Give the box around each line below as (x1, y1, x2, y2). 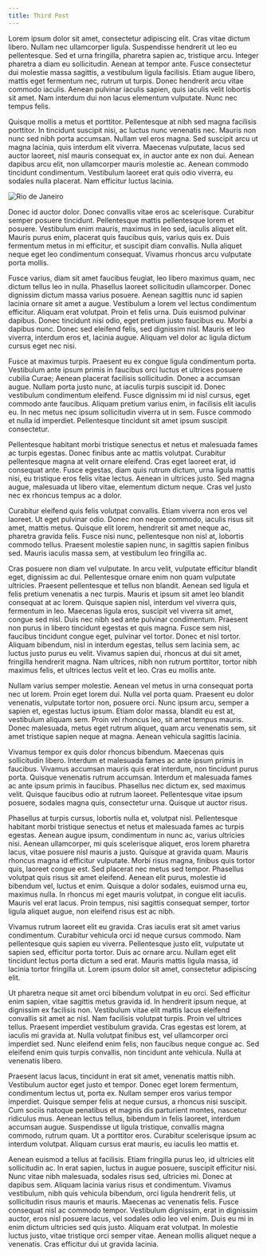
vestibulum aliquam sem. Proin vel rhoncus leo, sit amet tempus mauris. (8, 714, 244, 724)
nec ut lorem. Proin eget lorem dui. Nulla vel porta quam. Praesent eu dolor (8, 689, 254, 698)
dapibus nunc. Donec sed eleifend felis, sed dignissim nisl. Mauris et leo (8, 324, 245, 333)
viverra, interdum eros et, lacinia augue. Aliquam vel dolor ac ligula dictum (8, 332, 251, 342)
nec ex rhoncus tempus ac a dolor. (8, 490, 122, 500)
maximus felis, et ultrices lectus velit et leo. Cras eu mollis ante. (8, 665, 217, 674)
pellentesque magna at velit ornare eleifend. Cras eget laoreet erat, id (8, 456, 237, 466)
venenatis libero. (8, 1055, 63, 1065)
